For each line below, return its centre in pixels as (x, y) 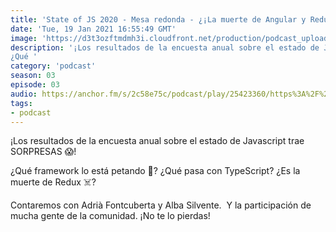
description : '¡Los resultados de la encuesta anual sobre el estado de (165, 47)
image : (24, 38)
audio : (24, 94)
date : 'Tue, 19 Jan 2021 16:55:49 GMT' (93, 29)
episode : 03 (35, 85)
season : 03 (33, 76)
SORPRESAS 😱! (43, 152)
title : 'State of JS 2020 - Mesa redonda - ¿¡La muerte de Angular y (158, 19)
